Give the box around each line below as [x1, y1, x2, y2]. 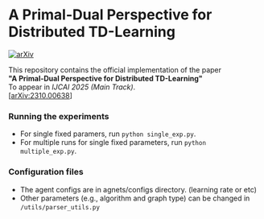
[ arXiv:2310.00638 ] [8, 90, 72, 100]
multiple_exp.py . [19, 147, 77, 156]
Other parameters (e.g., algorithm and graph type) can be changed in [19, 193, 250, 203]
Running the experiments [8, 110, 109, 122]
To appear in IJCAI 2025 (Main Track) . [8, 82, 136, 92]
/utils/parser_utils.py [19, 203, 101, 211]
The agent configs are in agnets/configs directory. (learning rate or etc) [19, 184, 258, 194]
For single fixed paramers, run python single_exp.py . [19, 129, 196, 138]
